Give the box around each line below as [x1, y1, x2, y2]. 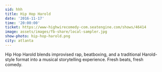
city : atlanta [5, 38, 34, 43]
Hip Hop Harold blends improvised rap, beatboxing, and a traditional [5, 51, 141, 57]
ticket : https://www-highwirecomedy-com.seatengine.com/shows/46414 [5, 25, 146, 30]
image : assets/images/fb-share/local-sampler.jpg [5, 29, 108, 34]
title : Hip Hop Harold [5, 12, 51, 16]
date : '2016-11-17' [5, 16, 45, 21]
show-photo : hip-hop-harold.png [5, 34, 70, 39]
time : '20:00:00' [5, 20, 40, 25]
